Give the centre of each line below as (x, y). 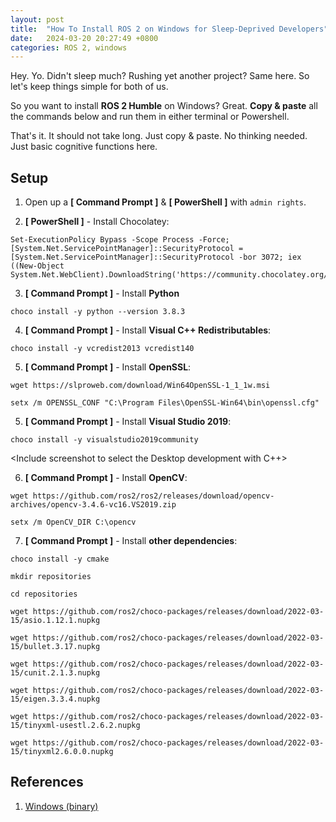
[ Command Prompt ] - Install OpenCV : (106, 478)
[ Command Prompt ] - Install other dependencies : (131, 541)
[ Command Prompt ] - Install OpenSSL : (108, 367)
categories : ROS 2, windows (69, 47)
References (47, 782)
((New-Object (37, 266)
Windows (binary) (61, 806)
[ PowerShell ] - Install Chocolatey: (97, 222)
